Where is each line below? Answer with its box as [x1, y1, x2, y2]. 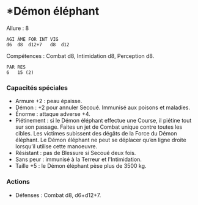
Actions [6, 178, 31, 186]
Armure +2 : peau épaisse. [15, 98, 82, 105]
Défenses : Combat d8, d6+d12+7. [15, 191, 101, 199]
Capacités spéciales [6, 84, 68, 92]
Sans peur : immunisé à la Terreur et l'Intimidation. [15, 156, 142, 163]
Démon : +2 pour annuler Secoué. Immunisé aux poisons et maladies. [15, 104, 191, 111]
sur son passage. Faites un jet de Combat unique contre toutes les [15, 123, 183, 131]
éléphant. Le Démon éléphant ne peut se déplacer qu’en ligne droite [15, 136, 186, 144]
